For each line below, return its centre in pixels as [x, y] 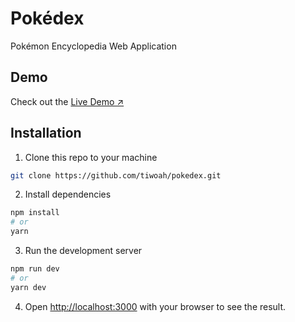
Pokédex [47, 18]
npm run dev [35, 269]
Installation [46, 133]
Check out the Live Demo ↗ [67, 101]
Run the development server [83, 251]
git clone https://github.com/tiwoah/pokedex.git [116, 175]
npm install [35, 213]
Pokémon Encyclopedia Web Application [93, 46]
